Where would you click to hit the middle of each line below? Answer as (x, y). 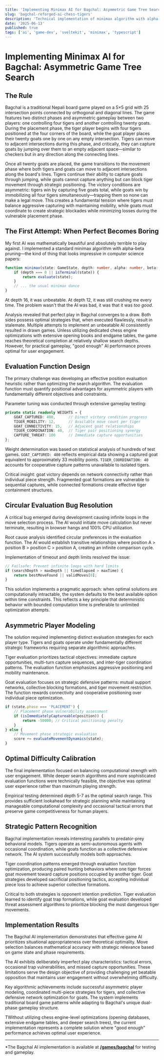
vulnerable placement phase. (34, 216)
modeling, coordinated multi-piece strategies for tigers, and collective (75, 992)
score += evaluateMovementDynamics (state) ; (59, 739)
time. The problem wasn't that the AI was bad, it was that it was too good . (79, 305)
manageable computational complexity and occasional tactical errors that (79, 806)
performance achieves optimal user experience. (53, 1033)
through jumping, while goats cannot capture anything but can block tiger (79, 179)
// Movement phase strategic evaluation (55, 734)
